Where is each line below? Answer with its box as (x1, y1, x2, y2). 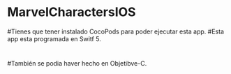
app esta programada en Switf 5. (7, 34, 101, 43)
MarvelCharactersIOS (7, 4, 136, 20)
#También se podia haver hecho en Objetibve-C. (7, 59, 147, 68)
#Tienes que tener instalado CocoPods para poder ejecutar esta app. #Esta (7, 27, 225, 36)
